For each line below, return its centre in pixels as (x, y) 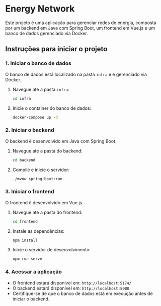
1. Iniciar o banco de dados (38, 63)
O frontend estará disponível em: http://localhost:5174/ (72, 283)
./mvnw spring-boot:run (37, 179)
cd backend (24, 160)
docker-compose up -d (35, 117)
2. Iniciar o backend (30, 130)
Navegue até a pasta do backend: (48, 150)
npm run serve (27, 259)
